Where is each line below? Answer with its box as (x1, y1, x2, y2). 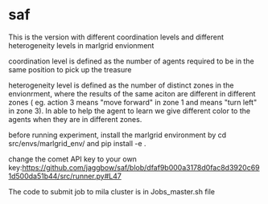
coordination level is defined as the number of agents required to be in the (8, 56, 255, 66)
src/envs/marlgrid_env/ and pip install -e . (8, 138, 146, 148)
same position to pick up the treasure (8, 64, 132, 74)
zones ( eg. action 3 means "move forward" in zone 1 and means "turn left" (8, 97, 258, 107)
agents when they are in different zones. (8, 114, 142, 124)
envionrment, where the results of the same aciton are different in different (8, 88, 256, 98)
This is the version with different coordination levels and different (8, 32, 224, 42)
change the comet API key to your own (8, 154, 137, 164)
